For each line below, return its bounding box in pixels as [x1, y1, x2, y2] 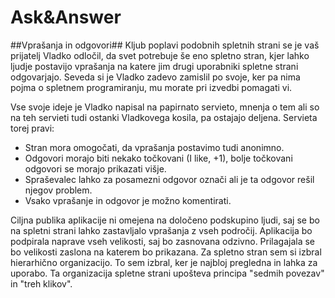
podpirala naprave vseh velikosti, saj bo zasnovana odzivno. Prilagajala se [10, 235, 316, 247]
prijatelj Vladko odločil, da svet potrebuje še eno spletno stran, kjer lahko [10, 49, 310, 61]
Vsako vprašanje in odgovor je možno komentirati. [24, 194, 232, 206]
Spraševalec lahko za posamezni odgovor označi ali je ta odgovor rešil [24, 173, 315, 185]
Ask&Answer [10, 6, 122, 29]
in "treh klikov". [10, 277, 73, 290]
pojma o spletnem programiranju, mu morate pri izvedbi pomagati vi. [10, 81, 293, 93]
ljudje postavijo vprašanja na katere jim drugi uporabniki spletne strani [10, 60, 299, 72]
